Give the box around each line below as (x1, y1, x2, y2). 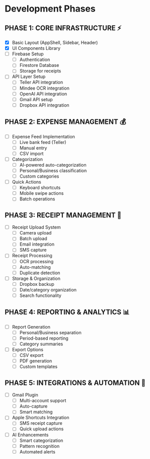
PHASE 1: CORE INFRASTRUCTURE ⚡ (5, 24, 122, 32)
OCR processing (19, 258, 54, 264)
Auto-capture (19, 403, 48, 409)
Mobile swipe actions (19, 190, 64, 196)
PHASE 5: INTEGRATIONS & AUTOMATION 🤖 (5, 378, 146, 387)
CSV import (19, 150, 44, 157)
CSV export (19, 352, 44, 358)
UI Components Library (12, 45, 61, 51)
